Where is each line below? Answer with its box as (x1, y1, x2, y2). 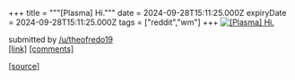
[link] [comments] (8, 44, 74, 54)
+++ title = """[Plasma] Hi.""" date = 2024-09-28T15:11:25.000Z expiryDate (8, 8, 287, 18)
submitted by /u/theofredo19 (8, 35, 114, 44)
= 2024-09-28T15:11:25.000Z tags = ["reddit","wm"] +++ (8, 17, 219, 28)
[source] (8, 61, 40, 71)
